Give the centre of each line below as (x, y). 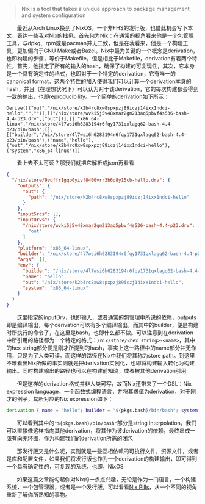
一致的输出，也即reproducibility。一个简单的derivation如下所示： (88, 96)
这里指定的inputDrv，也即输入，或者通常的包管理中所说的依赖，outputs (107, 317)
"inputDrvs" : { (37, 220)
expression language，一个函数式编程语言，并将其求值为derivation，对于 (99, 391)
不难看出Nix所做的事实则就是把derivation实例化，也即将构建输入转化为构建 (101, 363)
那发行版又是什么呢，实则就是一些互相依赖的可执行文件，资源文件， (102, 451)
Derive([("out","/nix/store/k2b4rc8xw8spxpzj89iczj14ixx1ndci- (88, 108)
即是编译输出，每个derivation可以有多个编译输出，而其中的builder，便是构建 (103, 325)
